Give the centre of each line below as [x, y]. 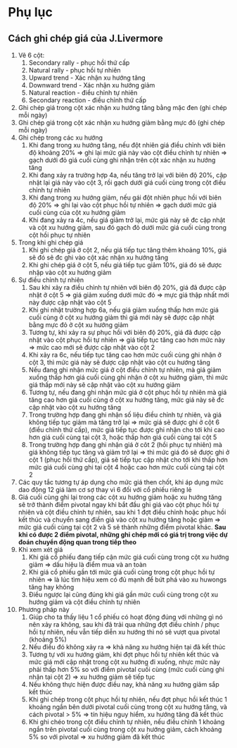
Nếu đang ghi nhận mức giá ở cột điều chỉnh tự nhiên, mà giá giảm [125, 370]
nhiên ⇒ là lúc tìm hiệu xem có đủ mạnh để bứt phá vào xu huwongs [128, 580]
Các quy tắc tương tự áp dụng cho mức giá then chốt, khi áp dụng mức [121, 482]
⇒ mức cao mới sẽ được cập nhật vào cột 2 [92, 347]
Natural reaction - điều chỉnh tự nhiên [83, 93]
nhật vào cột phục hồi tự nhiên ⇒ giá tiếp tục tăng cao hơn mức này [127, 340]
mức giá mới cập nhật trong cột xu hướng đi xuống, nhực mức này [124, 662]
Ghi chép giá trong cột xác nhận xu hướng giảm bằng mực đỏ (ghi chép [122, 123]
